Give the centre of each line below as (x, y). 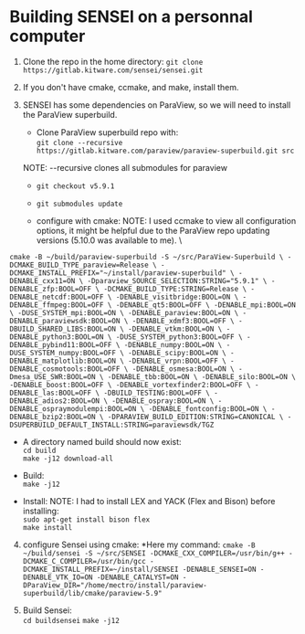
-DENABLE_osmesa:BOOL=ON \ (183, 369)
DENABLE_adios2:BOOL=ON (55, 401)
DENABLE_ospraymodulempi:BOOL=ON (73, 408)
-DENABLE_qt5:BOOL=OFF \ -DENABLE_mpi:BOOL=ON (206, 305)
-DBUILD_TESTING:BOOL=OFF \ (157, 393)
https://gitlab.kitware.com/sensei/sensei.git (113, 70)
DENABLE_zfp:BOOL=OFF (51, 289)
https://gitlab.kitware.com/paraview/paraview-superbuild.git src (165, 151)
